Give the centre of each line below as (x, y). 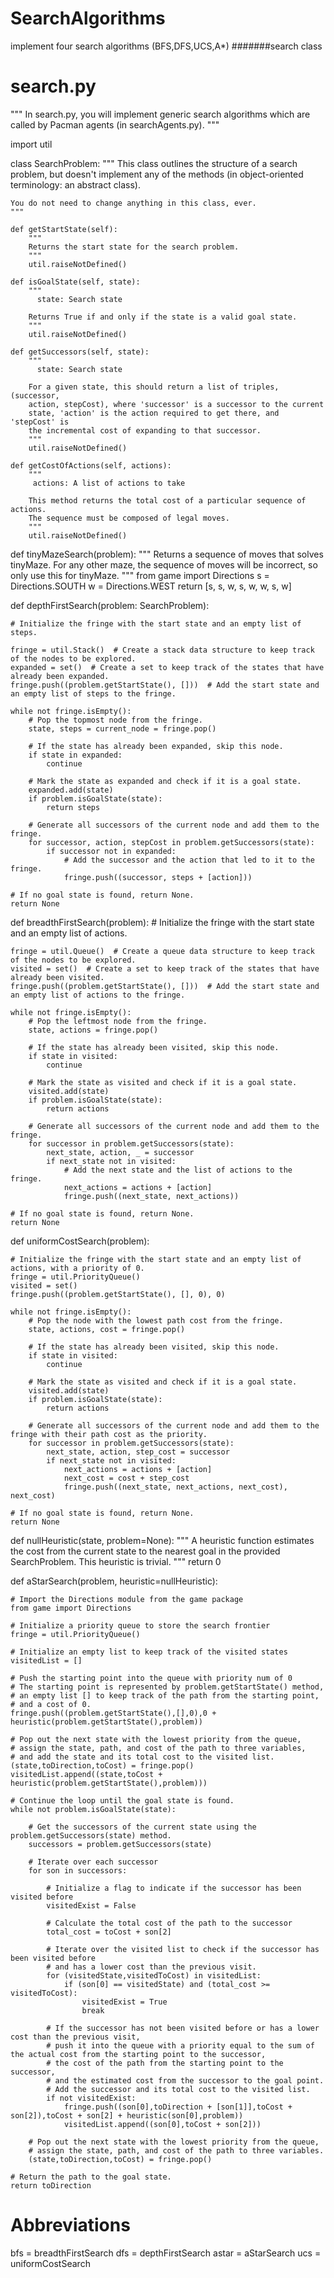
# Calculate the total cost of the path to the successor (169, 1923)
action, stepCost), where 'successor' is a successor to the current (176, 404)
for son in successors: (78, 1870)
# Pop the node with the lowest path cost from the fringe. (156, 1320)
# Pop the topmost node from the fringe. (115, 720)
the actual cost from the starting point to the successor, (138, 2054)
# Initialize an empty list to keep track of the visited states (149, 1652)
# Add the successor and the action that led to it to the (189, 860)
